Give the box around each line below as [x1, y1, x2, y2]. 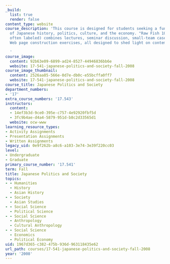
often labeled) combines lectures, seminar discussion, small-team [10, 36, 155, 41]
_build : [5, 7, 22, 13]
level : [5, 148, 19, 153]
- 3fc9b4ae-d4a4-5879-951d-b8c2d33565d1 [10, 115, 96, 120]
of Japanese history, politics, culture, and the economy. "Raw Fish [10, 31, 159, 36]
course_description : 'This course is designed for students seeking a [5, 26, 157, 31]
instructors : [5, 101, 33, 106]
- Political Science [10, 209, 53, 214]
